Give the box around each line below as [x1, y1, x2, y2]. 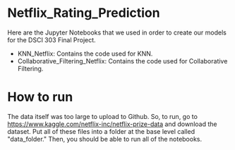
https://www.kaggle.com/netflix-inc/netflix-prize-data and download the [7, 120, 217, 128]
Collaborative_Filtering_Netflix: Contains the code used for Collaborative [17, 56, 228, 65]
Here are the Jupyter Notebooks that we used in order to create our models [7, 28, 227, 37]
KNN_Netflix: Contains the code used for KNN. [17, 49, 153, 58]
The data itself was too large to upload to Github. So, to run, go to [7, 112, 198, 120]
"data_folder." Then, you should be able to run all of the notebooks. [7, 135, 203, 143]
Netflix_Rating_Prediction [7, 5, 160, 21]
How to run [7, 89, 73, 105]
